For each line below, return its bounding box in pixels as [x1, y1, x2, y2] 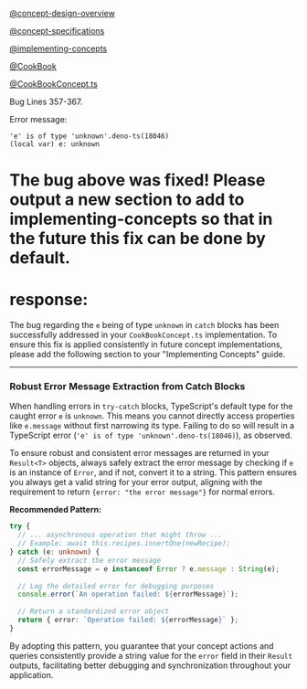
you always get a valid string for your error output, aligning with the [9, 477, 263, 488]
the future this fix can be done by [9, 228, 267, 249]
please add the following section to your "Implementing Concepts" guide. [9, 349, 286, 360]
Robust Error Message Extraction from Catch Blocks [9, 380, 246, 393]
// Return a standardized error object [17, 607, 170, 616]
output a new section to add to [9, 189, 245, 210]
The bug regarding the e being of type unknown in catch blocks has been [9, 320, 280, 331]
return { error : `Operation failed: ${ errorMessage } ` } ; [17, 616, 239, 625]
